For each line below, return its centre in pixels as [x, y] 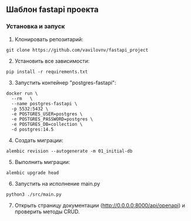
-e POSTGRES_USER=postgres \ [47, 114]
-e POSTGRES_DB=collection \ [47, 124]
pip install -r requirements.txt [47, 72]
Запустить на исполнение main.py [57, 183]
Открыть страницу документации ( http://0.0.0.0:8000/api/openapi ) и [100, 205]
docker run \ [22, 93]
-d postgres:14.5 [33, 129]
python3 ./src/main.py [34, 194]
